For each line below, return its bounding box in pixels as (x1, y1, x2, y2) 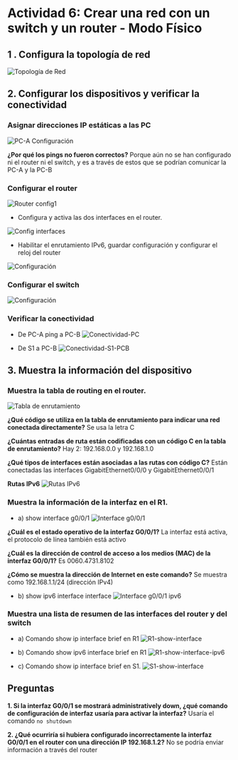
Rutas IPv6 (7, 480, 40, 488)
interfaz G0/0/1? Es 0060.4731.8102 (7, 556, 114, 565)
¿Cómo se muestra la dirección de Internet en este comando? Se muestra (7, 570, 227, 579)
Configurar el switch (7, 280, 80, 290)
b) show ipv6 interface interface (17, 591, 112, 600)
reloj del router (17, 248, 61, 257)
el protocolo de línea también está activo (7, 535, 126, 544)
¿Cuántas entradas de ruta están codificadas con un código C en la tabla (7, 437, 226, 445)
